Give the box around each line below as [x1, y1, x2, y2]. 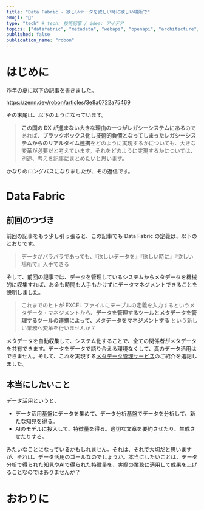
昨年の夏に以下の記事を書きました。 [6, 86, 97, 94]
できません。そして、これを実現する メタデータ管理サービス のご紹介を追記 [6, 352, 192, 360]
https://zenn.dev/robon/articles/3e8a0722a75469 [6, 99, 131, 106]
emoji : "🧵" [6, 15, 34, 21]
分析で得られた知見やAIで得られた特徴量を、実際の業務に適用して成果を [6, 461, 187, 468]
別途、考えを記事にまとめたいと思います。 [21, 155, 127, 162]
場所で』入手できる [21, 260, 70, 268]
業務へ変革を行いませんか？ [26, 324, 96, 332]
